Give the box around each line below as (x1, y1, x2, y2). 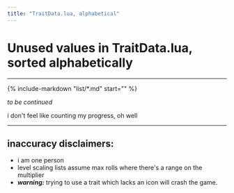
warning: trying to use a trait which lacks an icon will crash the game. (17, 178, 218, 187)
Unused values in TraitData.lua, (7, 40, 193, 56)
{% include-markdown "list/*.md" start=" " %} (7, 84, 138, 92)
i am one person (17, 156, 65, 165)
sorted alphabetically (7, 55, 134, 70)
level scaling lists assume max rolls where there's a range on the (17, 164, 203, 172)
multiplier (17, 171, 45, 179)
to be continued (7, 98, 53, 106)
